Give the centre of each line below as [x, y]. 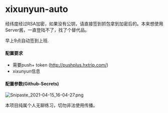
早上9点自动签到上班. [27, 40]
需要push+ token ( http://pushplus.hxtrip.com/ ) [60, 65]
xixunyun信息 [26, 71]
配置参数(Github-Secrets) [32, 83]
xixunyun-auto [37, 9]
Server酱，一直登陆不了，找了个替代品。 [47, 30]
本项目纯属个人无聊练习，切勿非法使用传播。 [51, 105]
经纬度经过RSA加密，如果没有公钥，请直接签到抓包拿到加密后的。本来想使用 [84, 23]
